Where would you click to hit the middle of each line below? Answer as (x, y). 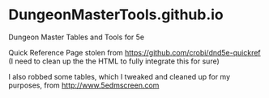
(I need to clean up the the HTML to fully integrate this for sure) (114, 61)
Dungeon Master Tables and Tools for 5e (76, 37)
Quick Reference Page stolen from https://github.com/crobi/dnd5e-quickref (134, 52)
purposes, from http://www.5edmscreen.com (84, 85)
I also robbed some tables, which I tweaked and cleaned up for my (120, 76)
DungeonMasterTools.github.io (116, 15)
